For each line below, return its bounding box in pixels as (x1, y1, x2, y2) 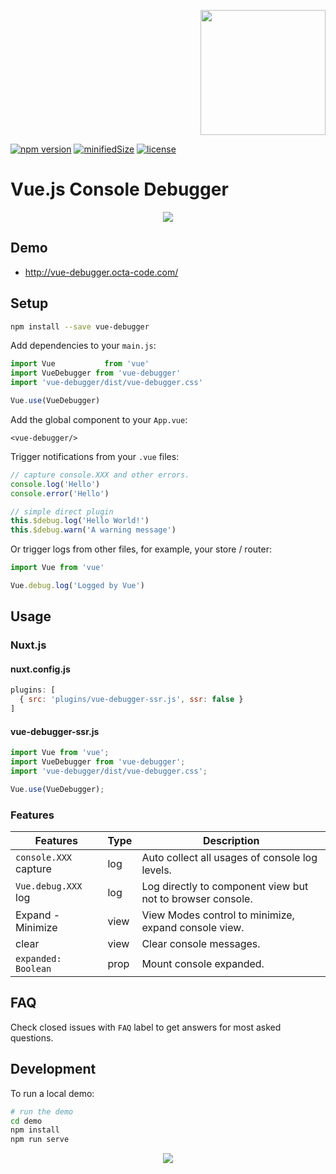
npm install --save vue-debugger (10, 321, 150, 332)
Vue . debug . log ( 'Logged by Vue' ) (10, 581, 145, 591)
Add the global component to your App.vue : (10, 413, 188, 425)
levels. (141, 863, 172, 877)
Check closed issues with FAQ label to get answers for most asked (10, 1021, 282, 1033)
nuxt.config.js (10, 663, 71, 675)
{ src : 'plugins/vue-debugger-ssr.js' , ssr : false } (19, 695, 244, 705)
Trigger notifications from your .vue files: (10, 450, 180, 462)
